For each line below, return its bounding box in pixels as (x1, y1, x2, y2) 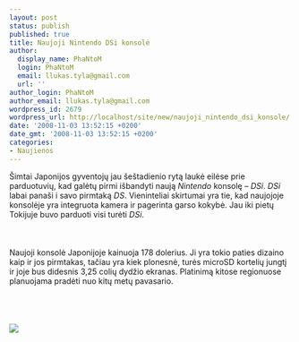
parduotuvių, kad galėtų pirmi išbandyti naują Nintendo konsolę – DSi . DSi (9, 180, 281, 191)
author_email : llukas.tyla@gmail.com (9, 96, 150, 106)
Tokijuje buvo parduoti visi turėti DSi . (9, 209, 145, 219)
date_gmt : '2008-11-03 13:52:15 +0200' (9, 130, 158, 139)
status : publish (9, 21, 70, 30)
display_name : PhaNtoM (17, 55, 102, 64)
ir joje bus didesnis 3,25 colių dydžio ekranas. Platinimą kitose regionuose (9, 266, 282, 277)
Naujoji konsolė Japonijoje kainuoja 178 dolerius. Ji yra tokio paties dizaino (9, 247, 285, 258)
